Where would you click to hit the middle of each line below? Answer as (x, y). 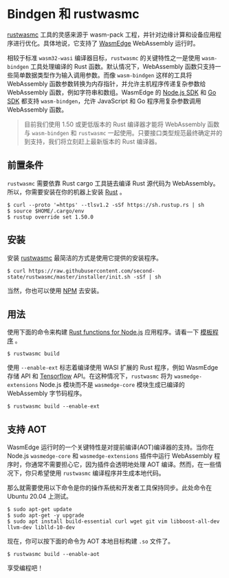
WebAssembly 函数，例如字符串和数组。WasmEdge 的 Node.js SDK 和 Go (112, 92)
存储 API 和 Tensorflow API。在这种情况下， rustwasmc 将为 (90, 376)
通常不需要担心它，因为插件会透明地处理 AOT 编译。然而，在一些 (123, 465)
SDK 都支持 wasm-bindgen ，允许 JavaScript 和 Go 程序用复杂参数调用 (104, 101)
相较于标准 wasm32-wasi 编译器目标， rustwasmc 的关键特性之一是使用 (104, 58)
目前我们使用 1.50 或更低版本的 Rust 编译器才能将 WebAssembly (115, 124)
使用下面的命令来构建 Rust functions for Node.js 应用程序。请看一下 (103, 332)
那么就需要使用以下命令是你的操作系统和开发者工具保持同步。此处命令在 (109, 488)
